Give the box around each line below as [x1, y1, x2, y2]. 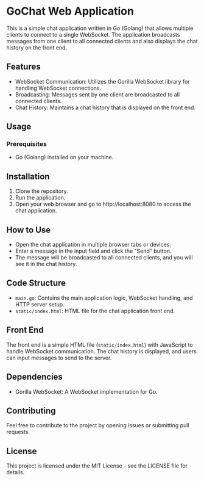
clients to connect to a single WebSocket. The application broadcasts [6, 31, 180, 38]
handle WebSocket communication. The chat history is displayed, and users [6, 347, 197, 355]
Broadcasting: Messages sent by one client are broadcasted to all [15, 90, 180, 98]
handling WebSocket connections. [15, 84, 102, 92]
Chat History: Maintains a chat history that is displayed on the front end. [15, 104, 196, 111]
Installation [6, 171, 50, 181]
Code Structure [6, 278, 66, 288]
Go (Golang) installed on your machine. [15, 154, 114, 161]
